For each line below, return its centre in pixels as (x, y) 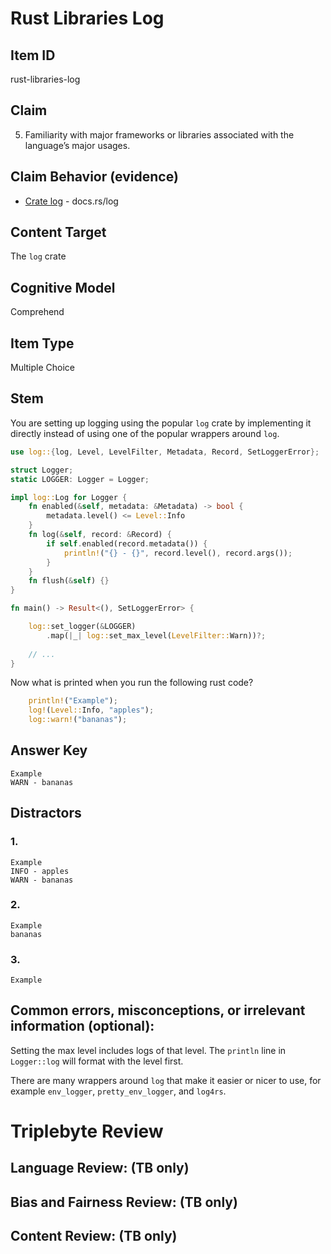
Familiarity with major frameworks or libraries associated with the (159, 134)
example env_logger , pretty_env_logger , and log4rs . (118, 1091)
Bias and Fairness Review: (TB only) (124, 1202)
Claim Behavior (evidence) (94, 177)
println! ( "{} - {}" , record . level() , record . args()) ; (178, 553)
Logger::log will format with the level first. (97, 1061)
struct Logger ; (42, 470)
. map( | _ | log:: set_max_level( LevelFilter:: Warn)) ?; (156, 635)
